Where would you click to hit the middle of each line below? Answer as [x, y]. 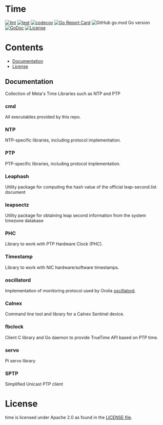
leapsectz [17, 205]
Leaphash [17, 176]
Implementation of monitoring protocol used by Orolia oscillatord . [71, 291]
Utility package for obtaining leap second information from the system [76, 215]
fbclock [14, 327]
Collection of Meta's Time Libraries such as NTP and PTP [63, 94]
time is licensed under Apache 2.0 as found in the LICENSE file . [69, 418]
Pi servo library [20, 360]
